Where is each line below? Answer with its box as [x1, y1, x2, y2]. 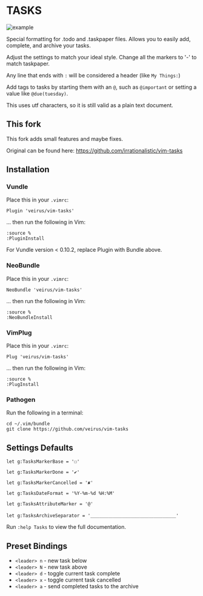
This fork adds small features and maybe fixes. [6, 135, 123, 142]
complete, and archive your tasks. [6, 42, 91, 49]
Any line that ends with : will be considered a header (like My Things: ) [6, 71, 181, 79]
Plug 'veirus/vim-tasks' [6, 354, 69, 360]
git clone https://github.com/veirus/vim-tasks [6, 426, 129, 433]
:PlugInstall [6, 382, 39, 388]
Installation [6, 165, 50, 175]
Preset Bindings [6, 541, 68, 551]
